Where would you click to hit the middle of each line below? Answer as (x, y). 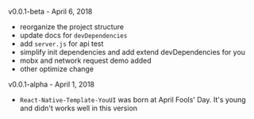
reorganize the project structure (72, 27)
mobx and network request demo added (86, 60)
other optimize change (56, 69)
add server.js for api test (62, 44)
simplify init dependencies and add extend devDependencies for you (133, 52)
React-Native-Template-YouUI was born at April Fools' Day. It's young (133, 100)
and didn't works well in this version (78, 108)
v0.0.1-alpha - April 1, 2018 (52, 84)
